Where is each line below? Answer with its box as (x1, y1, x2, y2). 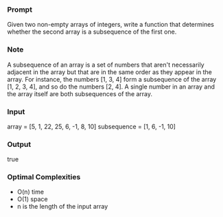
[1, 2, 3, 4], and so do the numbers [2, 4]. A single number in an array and (7, 82, 215, 91)
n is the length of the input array (16, 203, 108, 211)
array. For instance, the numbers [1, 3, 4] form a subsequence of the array (7, 75, 217, 83)
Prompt (7, 5, 33, 14)
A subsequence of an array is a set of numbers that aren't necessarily (7, 60, 204, 69)
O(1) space (16, 195, 48, 203)
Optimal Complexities (7, 172, 81, 182)
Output (7, 139, 32, 149)
